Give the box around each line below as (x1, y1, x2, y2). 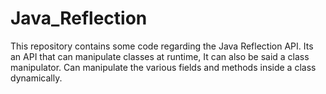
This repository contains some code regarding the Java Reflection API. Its (10, 40, 314, 52)
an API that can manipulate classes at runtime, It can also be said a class (10, 50, 310, 62)
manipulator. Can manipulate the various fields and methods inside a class (10, 61, 317, 73)
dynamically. (10, 72, 63, 84)
